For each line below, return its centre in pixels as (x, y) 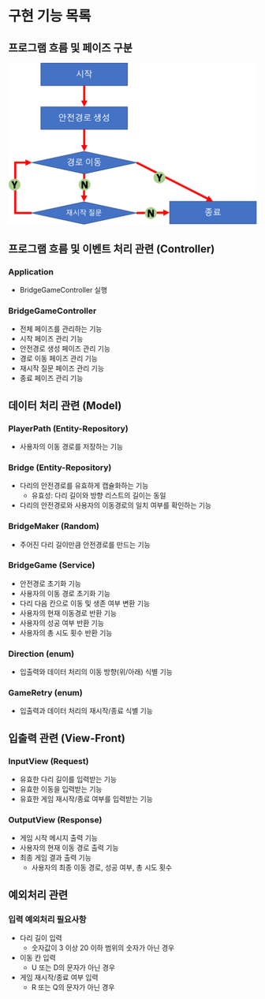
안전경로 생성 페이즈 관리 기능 (65, 349)
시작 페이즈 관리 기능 (51, 339)
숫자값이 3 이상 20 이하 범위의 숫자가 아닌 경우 (103, 948)
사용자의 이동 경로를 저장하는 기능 (71, 446)
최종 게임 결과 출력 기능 (56, 858)
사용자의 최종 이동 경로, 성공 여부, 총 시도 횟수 (101, 867)
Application (31, 271)
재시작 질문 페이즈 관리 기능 (62, 368)
